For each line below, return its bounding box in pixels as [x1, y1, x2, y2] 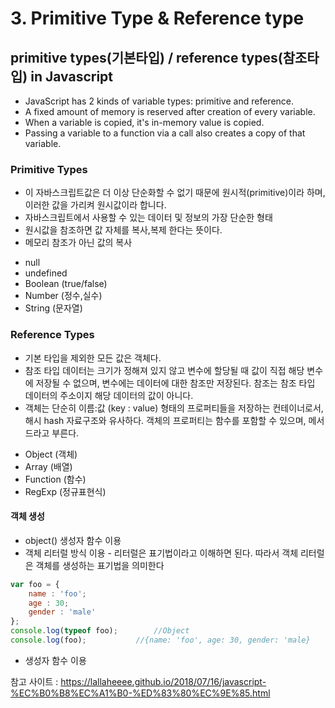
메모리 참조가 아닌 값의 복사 [24, 237, 133, 249]
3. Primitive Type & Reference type [10, 7, 305, 30]
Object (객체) [24, 448, 78, 460]
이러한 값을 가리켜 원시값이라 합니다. [24, 199, 167, 211]
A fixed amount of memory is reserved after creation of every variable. [24, 106, 316, 117]
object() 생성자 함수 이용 [24, 534, 122, 546]
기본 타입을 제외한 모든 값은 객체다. [24, 352, 162, 364]
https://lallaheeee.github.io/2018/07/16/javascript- [60, 675, 267, 687]
